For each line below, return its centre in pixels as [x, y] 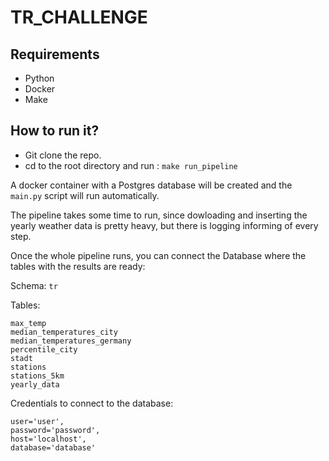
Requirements [55, 54]
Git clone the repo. [63, 155]
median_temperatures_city [64, 332]
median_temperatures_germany [71, 341]
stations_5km [37, 376]
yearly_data [35, 384]
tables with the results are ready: [78, 266]
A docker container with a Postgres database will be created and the [151, 185]
